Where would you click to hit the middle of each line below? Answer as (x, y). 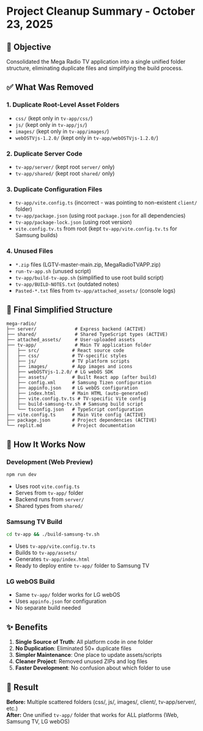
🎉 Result (22, 687)
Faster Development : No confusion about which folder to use (93, 668)
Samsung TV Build (35, 521)
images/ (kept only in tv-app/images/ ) (62, 131)
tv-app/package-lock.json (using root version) (74, 222)
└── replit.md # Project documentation (71, 426)
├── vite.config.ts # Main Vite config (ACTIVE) (76, 415)
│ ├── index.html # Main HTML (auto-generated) (78, 393)
